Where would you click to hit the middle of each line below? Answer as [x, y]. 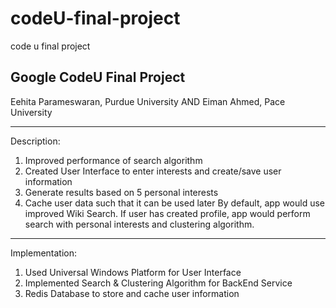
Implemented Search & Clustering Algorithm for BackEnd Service [158, 283]
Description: [35, 141]
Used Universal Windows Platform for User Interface [133, 272]
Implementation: [44, 253]
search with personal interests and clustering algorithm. [139, 224]
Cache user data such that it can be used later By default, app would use [174, 203]
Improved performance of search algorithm [113, 160]
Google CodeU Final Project [98, 77]
